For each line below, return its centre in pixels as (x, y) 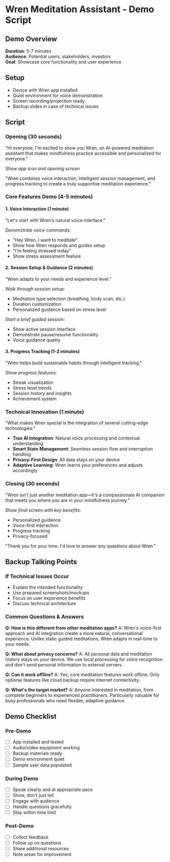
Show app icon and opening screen (43, 168)
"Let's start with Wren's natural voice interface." (55, 220)
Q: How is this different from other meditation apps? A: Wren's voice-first (83, 628)
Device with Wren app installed (45, 90)
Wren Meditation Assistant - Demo (80, 9)
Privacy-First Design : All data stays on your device (66, 460)
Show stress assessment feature (47, 256)
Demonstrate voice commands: (38, 230)
